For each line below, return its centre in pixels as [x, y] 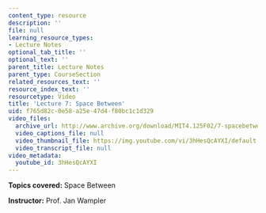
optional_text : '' [38, 60]
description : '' [35, 23]
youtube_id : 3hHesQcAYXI [56, 163]
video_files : [30, 119]
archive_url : [37, 126]
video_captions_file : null [60, 133]
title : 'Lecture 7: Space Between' [67, 104]
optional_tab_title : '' [47, 52]
